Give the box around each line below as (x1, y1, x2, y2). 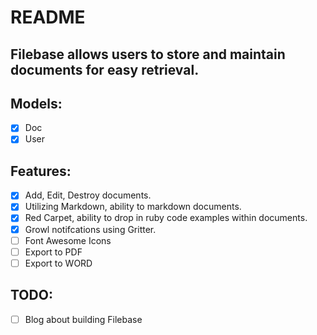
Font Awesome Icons (24, 234, 112, 246)
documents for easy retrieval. (10, 61, 200, 78)
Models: (10, 95, 63, 112)
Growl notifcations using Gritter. (24, 223, 157, 235)
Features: (10, 162, 72, 180)
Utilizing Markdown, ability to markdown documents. (24, 201, 242, 213)
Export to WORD (24, 257, 93, 269)
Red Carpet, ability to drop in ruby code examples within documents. (24, 212, 308, 224)
